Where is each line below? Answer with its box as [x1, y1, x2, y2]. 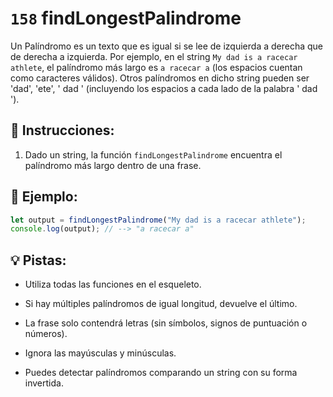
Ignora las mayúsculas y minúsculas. [24, 347, 177, 359]
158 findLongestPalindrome [10, 7, 242, 30]
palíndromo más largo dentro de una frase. [24, 159, 202, 171]
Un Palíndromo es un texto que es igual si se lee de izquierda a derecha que [10, 40, 324, 52]
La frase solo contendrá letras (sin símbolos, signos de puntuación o [24, 317, 308, 329]
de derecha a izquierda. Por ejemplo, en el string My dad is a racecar [10, 50, 298, 62]
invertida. [24, 377, 64, 389]
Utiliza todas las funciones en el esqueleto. [24, 278, 202, 291]
